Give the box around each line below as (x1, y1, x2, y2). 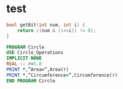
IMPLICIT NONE (6, 55, 42, 62)
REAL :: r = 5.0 (6, 61, 42, 67)
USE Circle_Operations (6, 50, 64, 56)
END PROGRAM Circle (6, 77, 56, 84)
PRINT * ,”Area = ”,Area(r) (6, 67, 69, 73)
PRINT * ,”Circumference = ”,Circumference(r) (6, 72, 118, 78)
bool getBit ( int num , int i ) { (6, 22, 85, 28)
